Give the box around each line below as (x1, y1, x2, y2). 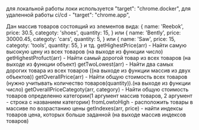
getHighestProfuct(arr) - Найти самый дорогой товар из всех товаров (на (6, 55, 191, 61)
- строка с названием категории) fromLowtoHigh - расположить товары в (6, 99, 193, 106)
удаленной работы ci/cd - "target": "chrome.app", (6, 11, 131, 18)
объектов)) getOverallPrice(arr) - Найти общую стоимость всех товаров (6, 74, 188, 80)
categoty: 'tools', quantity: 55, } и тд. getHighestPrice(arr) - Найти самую (6, 42, 187, 49)
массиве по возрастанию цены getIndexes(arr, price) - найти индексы (6, 105, 183, 112)
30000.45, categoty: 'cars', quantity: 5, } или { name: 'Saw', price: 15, (6, 36, 176, 42)
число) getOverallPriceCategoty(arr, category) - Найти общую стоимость (6, 86, 189, 93)
